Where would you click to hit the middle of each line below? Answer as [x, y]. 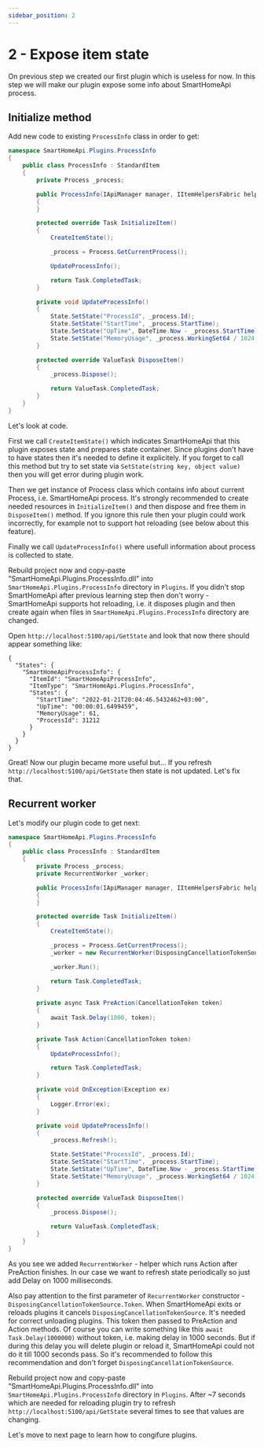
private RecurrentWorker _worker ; [93, 874]
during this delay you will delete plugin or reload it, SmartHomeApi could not [131, 1346]
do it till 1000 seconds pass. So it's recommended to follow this [110, 1354]
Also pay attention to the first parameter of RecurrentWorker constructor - [126, 1295]
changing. [24, 1419]
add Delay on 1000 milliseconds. [60, 1280]
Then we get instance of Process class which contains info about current [126, 489]
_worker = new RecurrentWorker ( [103, 952]
